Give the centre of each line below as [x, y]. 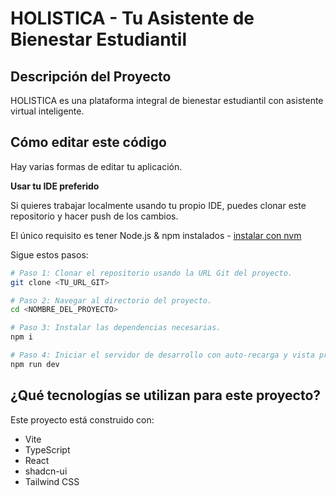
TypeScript [47, 449]
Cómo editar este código [88, 142]
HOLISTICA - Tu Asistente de [132, 18]
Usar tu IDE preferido [55, 186]
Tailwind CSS [52, 481]
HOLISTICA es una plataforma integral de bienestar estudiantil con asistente [167, 100]
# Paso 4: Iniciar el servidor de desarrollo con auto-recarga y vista [162, 355]
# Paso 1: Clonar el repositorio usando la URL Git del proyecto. [151, 273]
